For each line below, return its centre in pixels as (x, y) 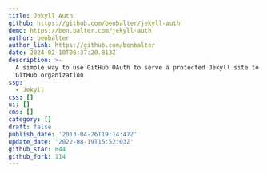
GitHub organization (50, 75)
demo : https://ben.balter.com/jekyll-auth (80, 30)
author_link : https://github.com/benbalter (82, 45)
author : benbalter (39, 38)
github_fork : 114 (37, 156)
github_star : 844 (37, 149)
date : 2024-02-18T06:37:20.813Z (62, 53)
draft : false (30, 127)
